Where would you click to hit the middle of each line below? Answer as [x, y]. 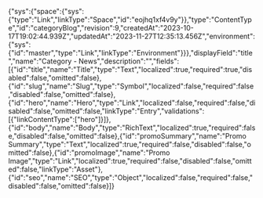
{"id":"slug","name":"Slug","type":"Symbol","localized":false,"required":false [131, 86]
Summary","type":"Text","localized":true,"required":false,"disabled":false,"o [130, 144]
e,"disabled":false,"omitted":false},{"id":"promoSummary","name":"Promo [128, 136]
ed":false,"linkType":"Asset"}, [56, 169]
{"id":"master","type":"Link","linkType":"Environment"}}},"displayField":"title [130, 53]
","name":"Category [40, 61]
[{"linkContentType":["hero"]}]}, [60, 119]
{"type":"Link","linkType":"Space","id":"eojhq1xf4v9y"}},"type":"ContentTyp [130, 20]
